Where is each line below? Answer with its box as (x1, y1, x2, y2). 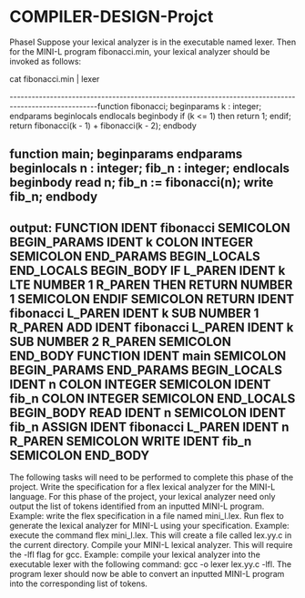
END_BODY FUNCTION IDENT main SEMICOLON (9, 348, 287, 363)
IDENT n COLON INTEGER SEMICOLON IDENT (9, 376, 271, 392)
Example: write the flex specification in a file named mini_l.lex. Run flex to (9, 511, 285, 522)
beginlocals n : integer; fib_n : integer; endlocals (9, 161, 290, 177)
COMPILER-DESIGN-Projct (9, 6, 214, 27)
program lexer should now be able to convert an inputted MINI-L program (9, 569, 285, 580)
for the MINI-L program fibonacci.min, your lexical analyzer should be (9, 46, 270, 56)
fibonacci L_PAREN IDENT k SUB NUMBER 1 (9, 305, 259, 320)
